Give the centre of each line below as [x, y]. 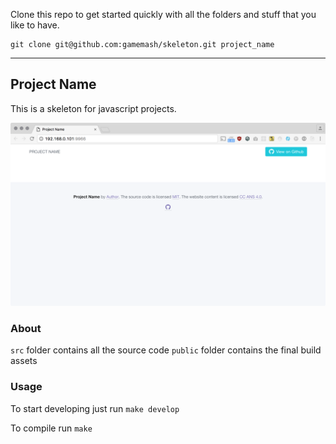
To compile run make [51, 428]
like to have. [35, 25]
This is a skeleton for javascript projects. [93, 108]
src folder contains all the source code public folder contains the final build [166, 350]
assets [24, 361]
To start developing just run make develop [95, 408]
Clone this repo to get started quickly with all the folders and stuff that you [163, 14]
